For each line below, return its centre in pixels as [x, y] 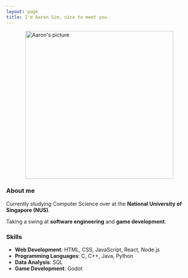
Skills [14, 237]
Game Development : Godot [48, 269]
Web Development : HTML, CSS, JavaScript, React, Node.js [87, 250]
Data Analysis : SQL [39, 262]
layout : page [22, 12]
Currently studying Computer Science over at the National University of [94, 203]
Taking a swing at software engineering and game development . [86, 221]
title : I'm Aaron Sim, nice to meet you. [58, 17]
